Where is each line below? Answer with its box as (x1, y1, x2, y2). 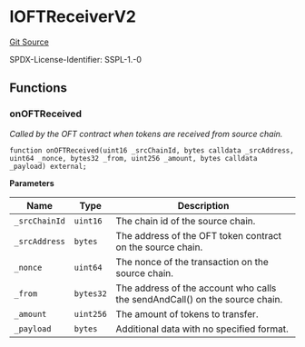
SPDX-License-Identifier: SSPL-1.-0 (9, 54, 143, 64)
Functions (9, 80, 68, 96)
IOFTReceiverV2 (9, 6, 136, 27)
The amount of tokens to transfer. (115, 307, 259, 320)
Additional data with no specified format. (115, 322, 289, 335)
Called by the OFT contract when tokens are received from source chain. (9, 128, 283, 139)
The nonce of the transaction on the (115, 255, 270, 268)
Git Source (9, 36, 50, 47)
